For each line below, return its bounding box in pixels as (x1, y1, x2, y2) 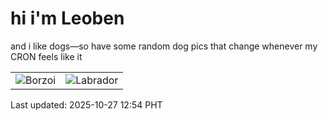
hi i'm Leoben (10, 7, 125, 30)
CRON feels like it (10, 50, 83, 62)
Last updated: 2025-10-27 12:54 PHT (10, 98, 163, 111)
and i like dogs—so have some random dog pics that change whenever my (10, 40, 318, 52)
